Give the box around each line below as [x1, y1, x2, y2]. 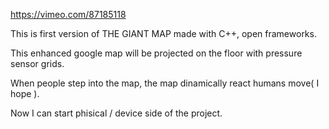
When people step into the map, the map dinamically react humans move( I [10, 77, 320, 89]
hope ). [10, 88, 40, 99]
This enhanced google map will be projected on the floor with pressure [10, 47, 303, 59]
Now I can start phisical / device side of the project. [10, 107, 223, 119]
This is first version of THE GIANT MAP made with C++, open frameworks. [10, 28, 317, 39]
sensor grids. [10, 58, 65, 69]
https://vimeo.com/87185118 [10, 9, 127, 20]
